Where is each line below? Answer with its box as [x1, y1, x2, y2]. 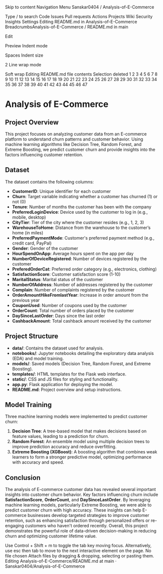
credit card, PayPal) [12, 240, 52, 246]
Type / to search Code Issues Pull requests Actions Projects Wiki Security [5, 14, 153, 19]
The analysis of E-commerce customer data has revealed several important [5, 487, 156, 492]
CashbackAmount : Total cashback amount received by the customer [12, 318, 152, 324]
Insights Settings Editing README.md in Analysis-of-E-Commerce [5, 19, 137, 24]
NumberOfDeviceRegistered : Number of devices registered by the [12, 256, 147, 262]
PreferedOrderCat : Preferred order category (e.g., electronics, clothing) [12, 266, 157, 272]
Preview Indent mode [5, 43, 48, 48]
